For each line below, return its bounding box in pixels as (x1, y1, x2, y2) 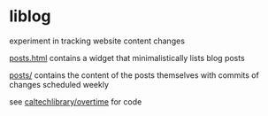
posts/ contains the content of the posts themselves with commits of (9, 69, 259, 81)
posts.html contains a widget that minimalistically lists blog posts (9, 52, 245, 63)
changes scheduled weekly (9, 79, 109, 89)
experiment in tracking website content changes (9, 35, 186, 46)
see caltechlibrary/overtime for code (9, 96, 142, 107)
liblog (9, 6, 51, 27)
